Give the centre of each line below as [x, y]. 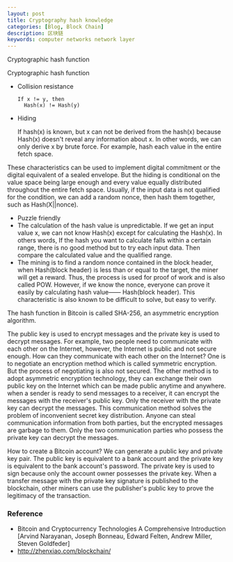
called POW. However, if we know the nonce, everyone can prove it [113, 285]
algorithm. [22, 321]
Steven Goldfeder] [43, 544]
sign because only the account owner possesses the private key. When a [112, 473]
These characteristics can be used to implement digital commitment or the [114, 167]
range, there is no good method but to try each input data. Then [109, 248]
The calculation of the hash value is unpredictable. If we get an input [115, 226]
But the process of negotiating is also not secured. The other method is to [113, 371]
